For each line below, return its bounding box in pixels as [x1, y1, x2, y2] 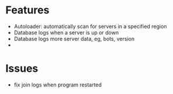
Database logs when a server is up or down [13, 29, 119, 36]
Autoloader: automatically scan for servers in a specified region [13, 23, 167, 30]
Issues [5, 62, 39, 75]
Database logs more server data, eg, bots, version [13, 35, 135, 42]
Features [5, 4, 50, 17]
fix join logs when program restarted [13, 81, 102, 88]
